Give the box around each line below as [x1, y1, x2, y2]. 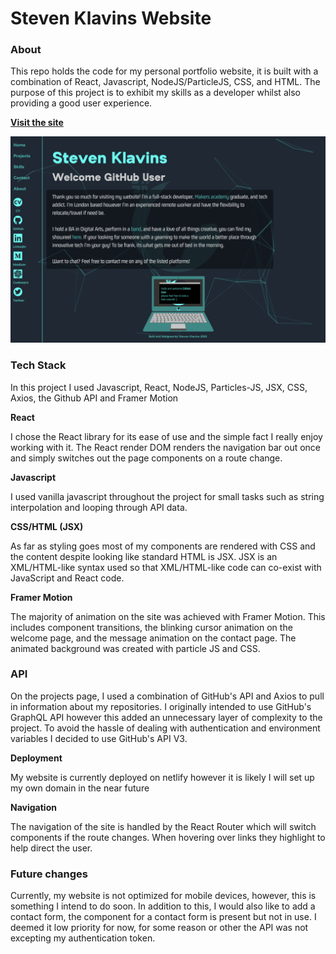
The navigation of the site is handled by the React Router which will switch [10, 820, 317, 832]
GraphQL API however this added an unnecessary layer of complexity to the [10, 711, 323, 723]
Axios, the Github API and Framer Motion [10, 392, 179, 404]
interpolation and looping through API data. [10, 501, 188, 513]
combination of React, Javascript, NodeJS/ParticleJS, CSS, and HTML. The [10, 76, 321, 88]
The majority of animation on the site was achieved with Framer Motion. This [10, 610, 326, 622]
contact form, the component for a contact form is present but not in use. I [10, 911, 317, 923]
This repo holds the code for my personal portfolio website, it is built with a [10, 65, 319, 77]
